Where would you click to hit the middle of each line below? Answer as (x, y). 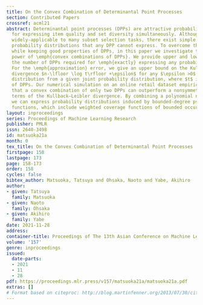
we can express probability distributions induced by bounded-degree (101, 101)
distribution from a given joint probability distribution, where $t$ (102, 79)
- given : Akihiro (28, 214)
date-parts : (27, 259)
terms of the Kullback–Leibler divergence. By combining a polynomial (102, 96)
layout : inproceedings (35, 113)
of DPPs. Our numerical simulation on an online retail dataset (94, 85)
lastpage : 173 (24, 158)
